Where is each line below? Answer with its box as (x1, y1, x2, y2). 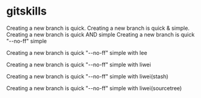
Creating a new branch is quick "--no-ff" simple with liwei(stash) (6, 72, 169, 80)
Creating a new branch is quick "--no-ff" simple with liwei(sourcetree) (6, 84, 182, 92)
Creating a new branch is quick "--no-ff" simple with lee (6, 49, 147, 56)
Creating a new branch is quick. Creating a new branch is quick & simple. (6, 24, 190, 32)
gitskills (6, 4, 47, 18)
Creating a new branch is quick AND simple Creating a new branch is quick (6, 30, 195, 38)
